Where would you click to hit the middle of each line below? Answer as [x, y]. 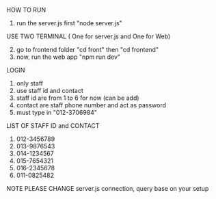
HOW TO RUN [26, 10]
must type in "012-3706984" [56, 112]
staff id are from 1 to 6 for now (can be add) [78, 98]
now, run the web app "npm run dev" [68, 57]
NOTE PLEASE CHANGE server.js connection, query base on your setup [108, 188]
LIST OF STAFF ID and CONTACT [53, 125]
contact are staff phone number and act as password [91, 105]
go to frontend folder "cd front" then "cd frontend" [87, 50]
